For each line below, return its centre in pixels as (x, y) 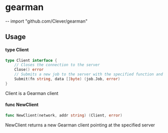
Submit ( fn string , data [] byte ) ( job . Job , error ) (67, 79)
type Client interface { (31, 60)
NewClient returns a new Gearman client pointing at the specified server (80, 125)
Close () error (29, 70)
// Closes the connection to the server (57, 65)
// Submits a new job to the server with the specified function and (89, 74)
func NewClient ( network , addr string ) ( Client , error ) (64, 115)
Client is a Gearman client (32, 93)
